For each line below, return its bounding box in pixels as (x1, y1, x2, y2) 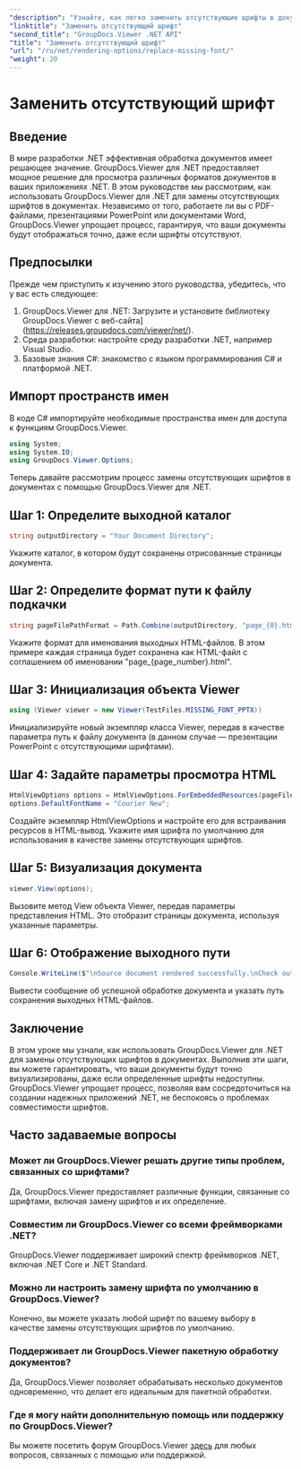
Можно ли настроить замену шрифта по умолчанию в (9, 1281, 259, 1293)
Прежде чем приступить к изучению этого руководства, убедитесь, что (9, 279, 287, 289)
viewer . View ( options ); (9, 884, 94, 893)
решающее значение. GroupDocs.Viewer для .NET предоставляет (9, 162, 260, 173)
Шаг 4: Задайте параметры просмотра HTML (9, 767, 277, 782)
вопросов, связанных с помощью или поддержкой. (9, 1449, 207, 1460)
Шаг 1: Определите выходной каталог (9, 507, 232, 523)
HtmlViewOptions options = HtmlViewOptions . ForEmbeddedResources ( (9, 791, 262, 800)
